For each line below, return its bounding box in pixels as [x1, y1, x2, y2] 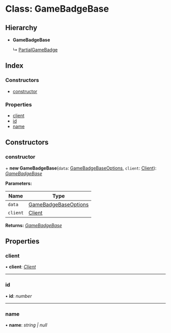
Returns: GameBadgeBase [5, 222, 62, 228]
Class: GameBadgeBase [5, 3, 109, 15]
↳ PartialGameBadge [12, 47, 58, 52]
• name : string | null [5, 322, 47, 328]
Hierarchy [5, 23, 38, 32]
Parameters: [5, 180, 32, 186]
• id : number [5, 293, 32, 299]
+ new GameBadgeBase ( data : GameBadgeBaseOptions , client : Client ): [5, 165, 157, 171]
